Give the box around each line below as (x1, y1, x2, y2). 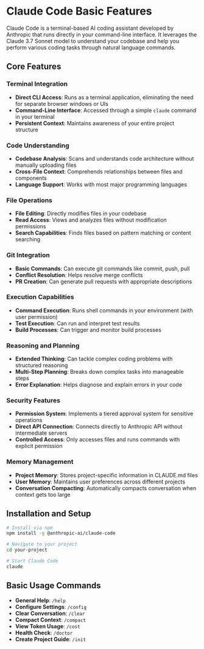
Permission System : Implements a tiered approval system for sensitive (15, 410, 194, 418)
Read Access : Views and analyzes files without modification (15, 216, 167, 223)
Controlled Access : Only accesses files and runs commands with (15, 436, 180, 443)
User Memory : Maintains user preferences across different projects (15, 478, 186, 485)
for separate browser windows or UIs (15, 100, 108, 107)
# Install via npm (6, 525, 53, 531)
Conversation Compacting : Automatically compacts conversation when (15, 484, 197, 491)
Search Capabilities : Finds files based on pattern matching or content (15, 230, 191, 237)
